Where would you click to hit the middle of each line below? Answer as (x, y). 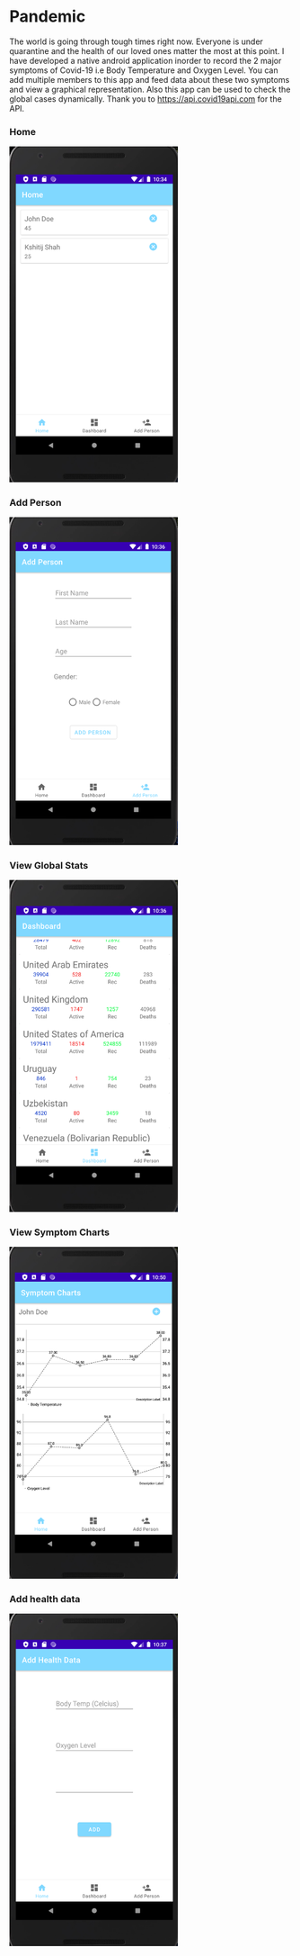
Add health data (45, 1599)
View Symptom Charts (60, 1232)
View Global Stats (49, 865)
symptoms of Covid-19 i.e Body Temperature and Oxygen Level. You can (144, 70)
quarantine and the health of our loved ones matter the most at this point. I (147, 50)
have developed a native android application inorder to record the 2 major (146, 60)
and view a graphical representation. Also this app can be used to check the (150, 89)
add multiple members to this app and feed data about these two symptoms (150, 79)
